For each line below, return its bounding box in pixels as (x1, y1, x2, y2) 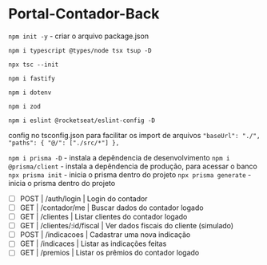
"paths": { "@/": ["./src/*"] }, (8, 139, 120, 147)
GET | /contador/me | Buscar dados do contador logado (19, 203, 204, 212)
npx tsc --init (8, 61, 59, 69)
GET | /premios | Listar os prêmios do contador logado (19, 248, 200, 258)
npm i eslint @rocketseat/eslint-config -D (8, 117, 156, 125)
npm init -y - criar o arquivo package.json (8, 31, 149, 41)
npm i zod (8, 102, 42, 110)
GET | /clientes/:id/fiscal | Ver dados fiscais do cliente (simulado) (19, 221, 234, 231)
